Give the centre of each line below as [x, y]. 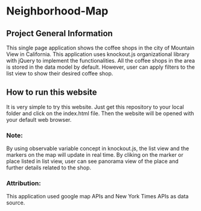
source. [16, 203]
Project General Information [59, 33]
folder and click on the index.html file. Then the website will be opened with [100, 113]
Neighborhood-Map [57, 11]
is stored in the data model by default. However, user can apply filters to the [101, 67]
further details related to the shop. [49, 168]
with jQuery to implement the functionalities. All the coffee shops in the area [101, 61]
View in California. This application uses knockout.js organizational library [98, 54]
